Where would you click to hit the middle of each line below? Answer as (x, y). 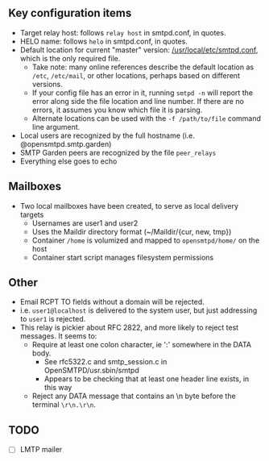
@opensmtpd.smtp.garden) (66, 143)
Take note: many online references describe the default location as (143, 67)
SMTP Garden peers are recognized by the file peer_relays (118, 152)
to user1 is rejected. (53, 319)
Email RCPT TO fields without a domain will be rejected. (112, 302)
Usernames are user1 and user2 (85, 223)
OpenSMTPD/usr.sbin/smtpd (91, 371)
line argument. (56, 127)
